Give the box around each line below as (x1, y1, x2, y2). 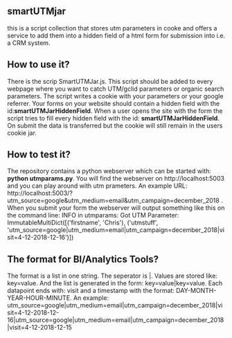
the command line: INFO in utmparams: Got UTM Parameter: (7, 211, 179, 220)
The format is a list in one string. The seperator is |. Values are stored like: (7, 272, 218, 280)
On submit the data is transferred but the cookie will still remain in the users (7, 121, 223, 130)
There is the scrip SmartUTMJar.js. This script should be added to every (7, 77, 213, 85)
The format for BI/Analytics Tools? (7, 253, 159, 265)
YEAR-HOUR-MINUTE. (7, 294, 72, 302)
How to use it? (7, 59, 70, 71)
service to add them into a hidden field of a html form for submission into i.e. (7, 31, 226, 39)
